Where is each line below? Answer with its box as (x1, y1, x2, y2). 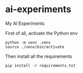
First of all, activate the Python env (5, 30, 78, 36)
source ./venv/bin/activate (5, 44, 65, 49)
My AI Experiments (5, 20, 45, 26)
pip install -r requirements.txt (5, 63, 76, 68)
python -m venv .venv (5, 40, 51, 45)
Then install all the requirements (5, 53, 72, 59)
